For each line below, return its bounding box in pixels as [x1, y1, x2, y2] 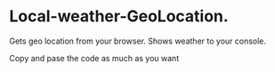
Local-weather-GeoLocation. [9, 6, 229, 27]
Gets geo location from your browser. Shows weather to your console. [9, 36, 267, 46]
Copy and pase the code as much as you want [9, 52, 180, 63]
